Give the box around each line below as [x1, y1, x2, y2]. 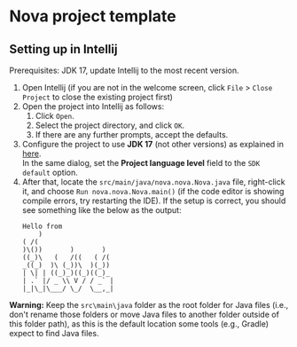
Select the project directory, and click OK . [35, 120, 184, 130]
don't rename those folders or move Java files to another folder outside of [9, 309, 279, 319]
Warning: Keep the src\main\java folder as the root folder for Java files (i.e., [9, 300, 289, 310]
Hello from [21, 222, 63, 231]
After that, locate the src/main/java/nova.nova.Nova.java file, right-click [21, 177, 285, 187]
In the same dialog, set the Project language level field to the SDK [21, 158, 261, 168]
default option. [21, 167, 78, 177]
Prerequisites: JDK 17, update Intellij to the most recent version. [9, 65, 239, 75]
